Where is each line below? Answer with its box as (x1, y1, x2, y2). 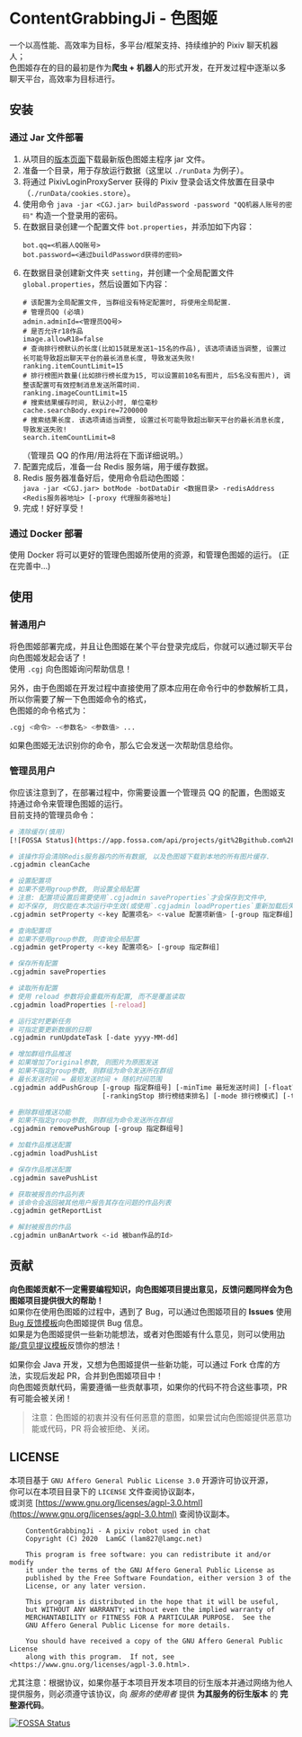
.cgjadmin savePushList (9, 1173, 99, 1182)
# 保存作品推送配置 (9, 1165, 72, 1174)
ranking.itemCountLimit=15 (22, 361, 124, 370)
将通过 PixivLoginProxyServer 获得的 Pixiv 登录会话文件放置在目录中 (22, 176, 275, 187)
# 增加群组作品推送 (9, 1049, 72, 1059)
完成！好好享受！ (22, 503, 86, 513)
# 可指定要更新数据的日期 (9, 1025, 92, 1034)
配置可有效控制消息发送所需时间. (35, 380, 141, 389)
